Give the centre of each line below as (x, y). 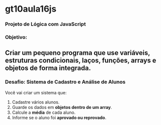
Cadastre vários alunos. (36, 102)
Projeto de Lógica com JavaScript (46, 24)
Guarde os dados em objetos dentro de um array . (62, 107)
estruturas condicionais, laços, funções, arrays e (81, 61)
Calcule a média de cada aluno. (44, 112)
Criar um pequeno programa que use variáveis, (78, 53)
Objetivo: (16, 37)
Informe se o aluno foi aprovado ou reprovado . (59, 117)
